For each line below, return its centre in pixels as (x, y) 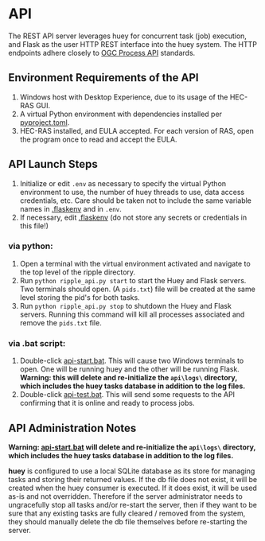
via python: (31, 246)
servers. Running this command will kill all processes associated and (132, 314)
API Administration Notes (72, 428)
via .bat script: (37, 343)
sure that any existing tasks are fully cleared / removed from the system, (127, 513)
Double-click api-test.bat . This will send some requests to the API (127, 395)
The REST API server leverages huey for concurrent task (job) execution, (127, 36)
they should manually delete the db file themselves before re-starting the (128, 521)
